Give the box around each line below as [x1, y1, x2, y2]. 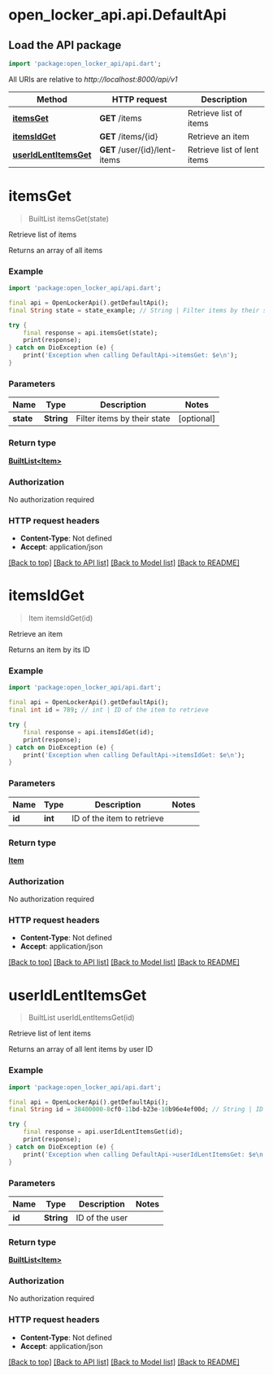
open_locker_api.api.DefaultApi [8, 6, 227, 24]
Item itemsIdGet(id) [28, 613, 93, 624]
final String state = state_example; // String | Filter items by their [8, 306, 260, 314]
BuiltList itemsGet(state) [28, 213, 110, 223]
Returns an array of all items [8, 245, 103, 255]
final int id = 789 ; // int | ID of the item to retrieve [8, 706, 209, 714]
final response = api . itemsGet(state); [23, 328, 158, 337]
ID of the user [76, 1211, 128, 1223]
